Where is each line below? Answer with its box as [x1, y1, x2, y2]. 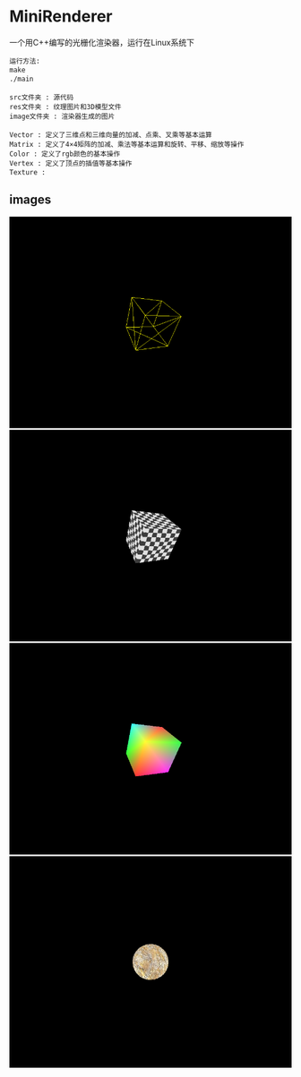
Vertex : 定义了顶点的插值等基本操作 [9, 158, 133, 167]
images [9, 192, 52, 208]
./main [9, 74, 34, 83]
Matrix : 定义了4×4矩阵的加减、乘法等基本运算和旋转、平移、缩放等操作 [9, 140, 245, 149]
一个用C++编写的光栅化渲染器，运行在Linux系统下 [9, 37, 195, 47]
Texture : [9, 167, 47, 176]
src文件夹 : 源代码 [9, 92, 74, 102]
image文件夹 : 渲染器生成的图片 [9, 112, 116, 121]
